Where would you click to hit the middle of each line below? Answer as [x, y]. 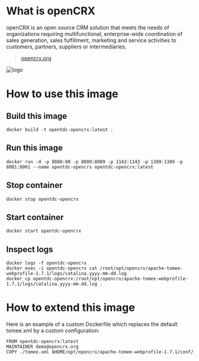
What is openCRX [51, 11]
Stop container [34, 186]
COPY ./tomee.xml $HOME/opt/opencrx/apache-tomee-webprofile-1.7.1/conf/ [100, 352]
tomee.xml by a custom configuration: [53, 331]
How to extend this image [71, 308]
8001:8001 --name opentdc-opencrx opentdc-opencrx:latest [80, 167]
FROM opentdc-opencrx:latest [42, 342]
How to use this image [62, 94]
